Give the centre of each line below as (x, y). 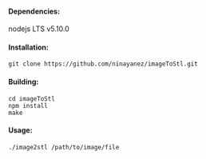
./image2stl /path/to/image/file (64, 147)
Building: (24, 81)
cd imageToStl (32, 99)
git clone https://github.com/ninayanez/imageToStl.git (103, 64)
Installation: (29, 47)
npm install (28, 105)
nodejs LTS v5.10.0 (39, 29)
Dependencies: (34, 11)
